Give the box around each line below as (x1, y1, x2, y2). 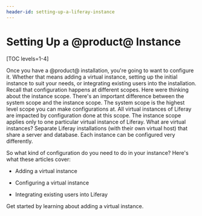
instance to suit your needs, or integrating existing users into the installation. (6, 79, 197, 87)
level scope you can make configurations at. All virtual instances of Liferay (6, 105, 192, 113)
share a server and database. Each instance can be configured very (6, 131, 175, 138)
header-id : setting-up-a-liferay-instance (6, 8, 115, 15)
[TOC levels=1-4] (6, 55, 49, 62)
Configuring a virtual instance (15, 179, 90, 186)
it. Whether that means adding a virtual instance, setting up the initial (6, 73, 178, 80)
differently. (6, 137, 33, 145)
